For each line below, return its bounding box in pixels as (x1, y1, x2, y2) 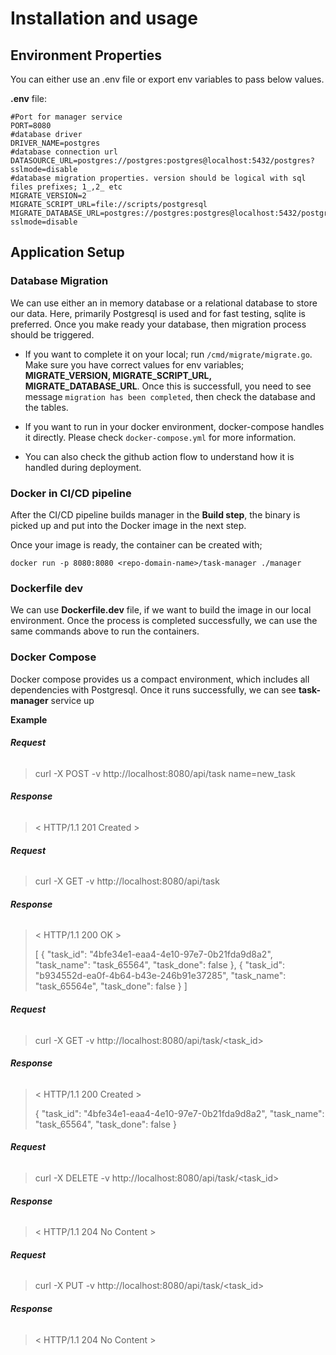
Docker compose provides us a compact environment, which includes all (10, 673, 310, 685)
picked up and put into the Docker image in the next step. (10, 519, 247, 531)
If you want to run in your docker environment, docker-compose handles (24, 420, 325, 432)
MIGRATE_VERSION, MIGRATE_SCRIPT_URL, (24, 369, 212, 381)
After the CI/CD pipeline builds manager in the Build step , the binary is (10, 508, 301, 521)
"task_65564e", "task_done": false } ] (34, 980, 188, 992)
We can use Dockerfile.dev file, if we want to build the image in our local (10, 604, 312, 616)
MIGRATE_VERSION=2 (10, 191, 87, 201)
